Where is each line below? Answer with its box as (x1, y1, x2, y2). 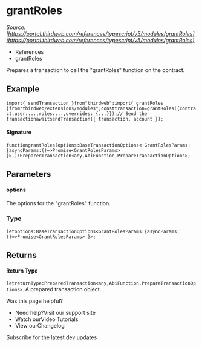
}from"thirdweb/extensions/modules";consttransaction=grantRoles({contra (6, 105, 197, 111)
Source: (6, 24, 26, 31)
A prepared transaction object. (25, 286, 102, 293)
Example (6, 84, 40, 94)
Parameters (6, 169, 51, 179)
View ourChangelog (15, 322, 65, 329)
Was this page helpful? (6, 297, 64, 305)
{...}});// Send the (96, 110, 148, 117)
